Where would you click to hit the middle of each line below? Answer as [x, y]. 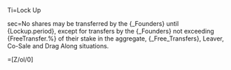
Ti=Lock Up [24, 10]
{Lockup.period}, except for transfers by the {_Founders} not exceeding [111, 31]
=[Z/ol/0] [20, 59]
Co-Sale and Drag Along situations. [58, 46]
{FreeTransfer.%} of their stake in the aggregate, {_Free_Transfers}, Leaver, [115, 38]
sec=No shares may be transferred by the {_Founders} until [93, 23]
